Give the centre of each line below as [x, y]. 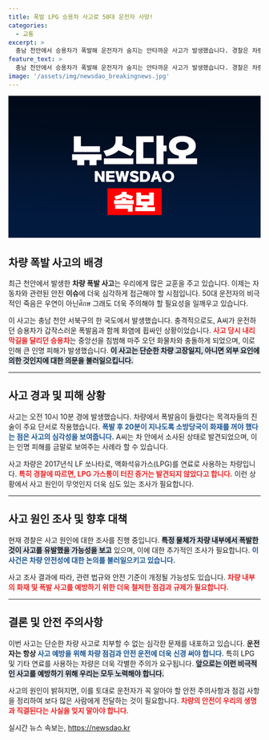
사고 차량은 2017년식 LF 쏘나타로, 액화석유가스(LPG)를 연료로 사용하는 [118, 464]
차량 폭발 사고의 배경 [56, 262]
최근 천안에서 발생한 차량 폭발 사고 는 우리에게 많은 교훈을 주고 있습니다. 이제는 [130, 283]
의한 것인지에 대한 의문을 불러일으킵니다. [71, 360]
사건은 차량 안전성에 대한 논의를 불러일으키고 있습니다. [92, 560]
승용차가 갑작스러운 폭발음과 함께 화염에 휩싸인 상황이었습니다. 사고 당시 [128, 331]
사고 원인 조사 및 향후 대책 [68, 519]
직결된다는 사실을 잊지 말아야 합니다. [73, 710]
